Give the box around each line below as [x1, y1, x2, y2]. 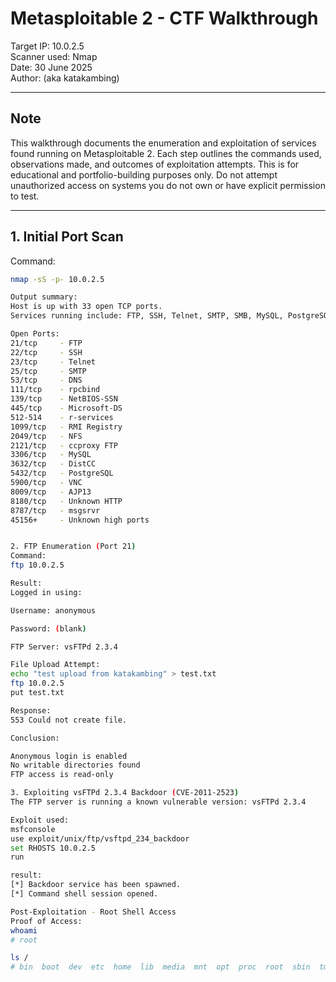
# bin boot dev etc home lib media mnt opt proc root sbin [10, 962, 311, 972]
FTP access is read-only [10, 770, 114, 780]
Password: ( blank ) [10, 623, 87, 634]
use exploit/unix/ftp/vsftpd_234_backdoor [10, 833, 190, 844]
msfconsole [10, 824, 56, 834]
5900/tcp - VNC [10, 478, 83, 488]
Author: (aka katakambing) [10, 72, 120, 84]
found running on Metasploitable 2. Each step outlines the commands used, [10, 147, 322, 159]
